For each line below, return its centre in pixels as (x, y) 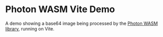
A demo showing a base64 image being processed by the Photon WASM (81, 23)
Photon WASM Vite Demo (60, 9)
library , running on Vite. (30, 28)
